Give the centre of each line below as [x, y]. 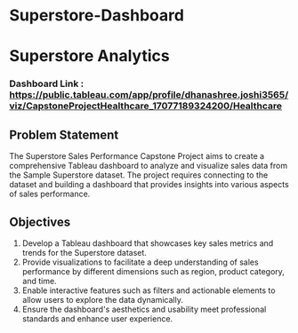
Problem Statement [64, 135]
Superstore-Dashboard [97, 16]
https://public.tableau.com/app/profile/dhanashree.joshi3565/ [149, 95]
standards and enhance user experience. [97, 318]
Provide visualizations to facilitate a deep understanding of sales [141, 262]
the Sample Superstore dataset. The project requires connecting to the [139, 175]
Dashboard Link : [47, 83]
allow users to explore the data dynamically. [103, 299]
